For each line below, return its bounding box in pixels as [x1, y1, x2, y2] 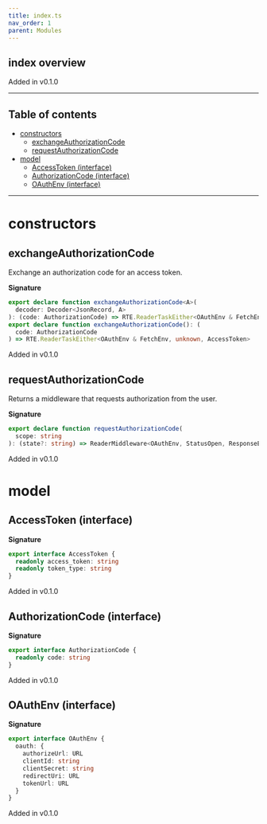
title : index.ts [8, 11, 62, 20]
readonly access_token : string [15, 557, 119, 565]
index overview [8, 56, 86, 69]
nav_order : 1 [8, 19, 52, 27]
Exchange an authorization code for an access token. [8, 268, 183, 277]
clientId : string [22, 757, 80, 765]
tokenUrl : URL [22, 779, 69, 787]
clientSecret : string [22, 764, 94, 772]
